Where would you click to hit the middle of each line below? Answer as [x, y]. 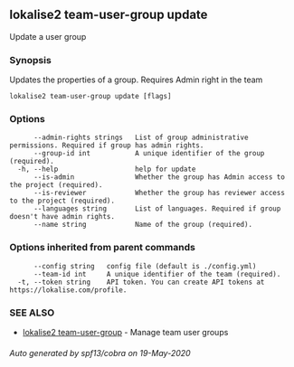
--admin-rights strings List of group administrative [141, 138]
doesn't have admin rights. [62, 217]
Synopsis [30, 60]
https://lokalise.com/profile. [68, 290]
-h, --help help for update [107, 169]
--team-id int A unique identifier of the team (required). [157, 274]
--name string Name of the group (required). [143, 225]
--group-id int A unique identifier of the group [149, 154]
